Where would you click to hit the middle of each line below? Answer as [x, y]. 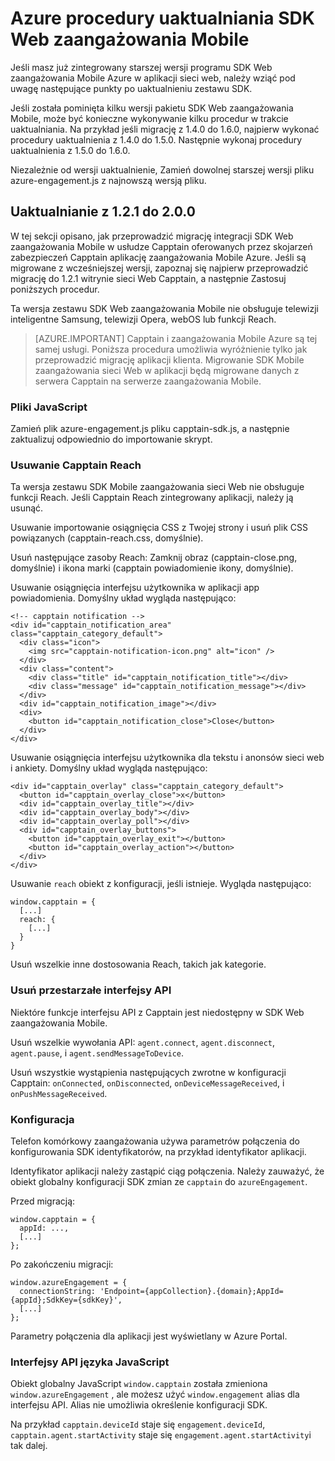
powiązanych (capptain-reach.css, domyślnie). [107, 538]
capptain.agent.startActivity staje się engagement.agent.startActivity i [161, 1435]
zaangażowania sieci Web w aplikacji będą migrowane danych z [167, 370]
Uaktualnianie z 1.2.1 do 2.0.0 [103, 212]
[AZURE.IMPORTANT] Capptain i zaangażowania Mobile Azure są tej [176, 338]
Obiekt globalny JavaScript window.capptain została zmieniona [139, 1384]
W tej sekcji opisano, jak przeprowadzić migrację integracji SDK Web [152, 236]
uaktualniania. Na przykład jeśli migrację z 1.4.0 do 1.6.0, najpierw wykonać [165, 129]
